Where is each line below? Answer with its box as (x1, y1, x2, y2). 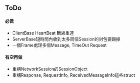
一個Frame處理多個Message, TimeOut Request (12, 42, 107, 48)
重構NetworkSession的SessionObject (12, 66, 88, 72)
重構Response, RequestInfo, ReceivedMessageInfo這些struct (12, 72, 136, 78)
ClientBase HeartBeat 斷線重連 (12, 30, 74, 36)
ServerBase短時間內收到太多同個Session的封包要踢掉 (12, 36, 121, 42)
